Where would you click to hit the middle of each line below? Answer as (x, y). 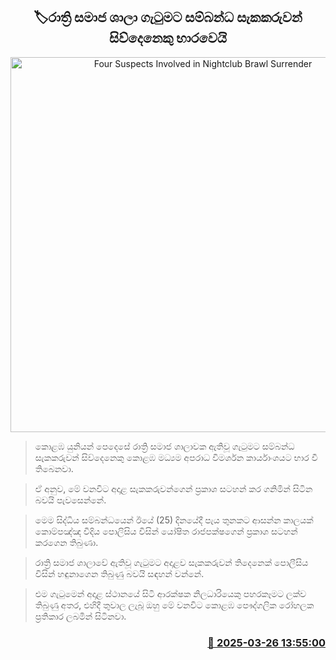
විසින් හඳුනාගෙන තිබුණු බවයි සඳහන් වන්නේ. (119, 573)
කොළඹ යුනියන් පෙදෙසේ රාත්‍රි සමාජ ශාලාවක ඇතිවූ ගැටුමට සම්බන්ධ (164, 446)
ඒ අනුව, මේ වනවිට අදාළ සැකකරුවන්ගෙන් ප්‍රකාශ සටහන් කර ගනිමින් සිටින (173, 488)
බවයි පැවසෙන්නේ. (70, 500)
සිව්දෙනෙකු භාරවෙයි (168, 38)
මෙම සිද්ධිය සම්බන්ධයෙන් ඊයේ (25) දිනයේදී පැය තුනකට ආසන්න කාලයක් (174, 520)
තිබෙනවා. (54, 468)
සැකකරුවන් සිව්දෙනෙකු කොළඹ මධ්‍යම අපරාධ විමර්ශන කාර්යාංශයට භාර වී (176, 457)
